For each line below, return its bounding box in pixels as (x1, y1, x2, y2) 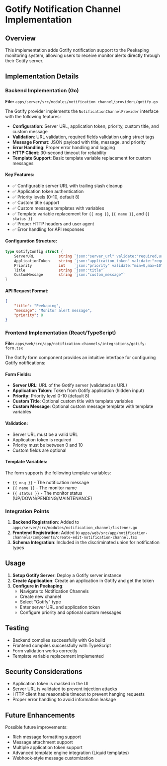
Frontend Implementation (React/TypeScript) (5, 329, 116, 336)
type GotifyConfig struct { (5, 249, 64, 254)
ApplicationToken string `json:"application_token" (14, 258, 130, 263)
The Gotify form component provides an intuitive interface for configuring (5, 355, 156, 361)
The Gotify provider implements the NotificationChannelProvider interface (5, 108, 159, 114)
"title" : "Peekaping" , (14, 303, 61, 309)
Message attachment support (12, 739, 73, 745)
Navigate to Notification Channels (19, 588, 89, 594)
